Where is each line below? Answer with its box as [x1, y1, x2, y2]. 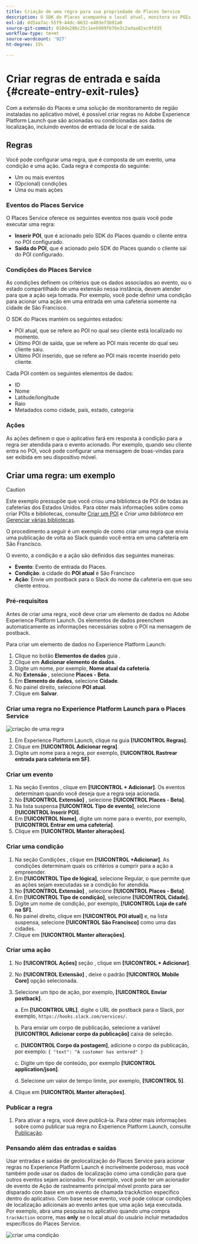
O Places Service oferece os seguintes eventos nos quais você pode [6, 214, 173, 222]
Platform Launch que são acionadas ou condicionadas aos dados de [6, 116, 172, 124]
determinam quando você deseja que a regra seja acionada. [14, 790, 161, 797]
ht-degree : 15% [6, 42, 44, 48]
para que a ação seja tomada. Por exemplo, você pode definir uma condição [6, 292, 192, 299]
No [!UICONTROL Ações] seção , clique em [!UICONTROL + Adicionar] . [14, 959, 191, 966]
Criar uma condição [6, 842, 64, 851]
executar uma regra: [6, 220, 55, 227]
